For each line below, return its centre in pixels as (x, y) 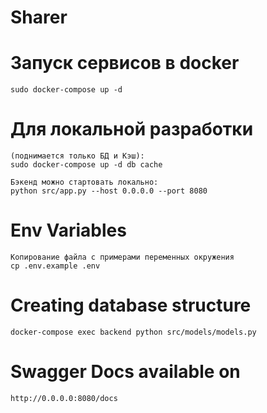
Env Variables (68, 230)
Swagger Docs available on (125, 372)
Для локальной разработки (132, 129)
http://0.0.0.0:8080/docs (64, 398)
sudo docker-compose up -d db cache (86, 165)
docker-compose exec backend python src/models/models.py (133, 332)
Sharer (39, 17)
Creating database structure (131, 305)
